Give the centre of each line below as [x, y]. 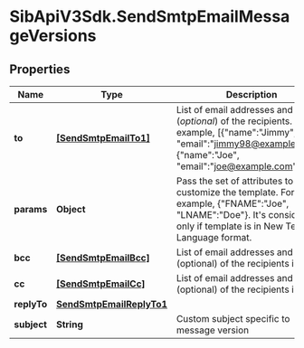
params [31, 209]
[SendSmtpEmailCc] [100, 284]
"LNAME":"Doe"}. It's [221, 215]
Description [252, 94]
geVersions [53, 36]
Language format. [214, 237]
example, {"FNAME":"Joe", [233, 203]
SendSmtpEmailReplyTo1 [112, 304]
